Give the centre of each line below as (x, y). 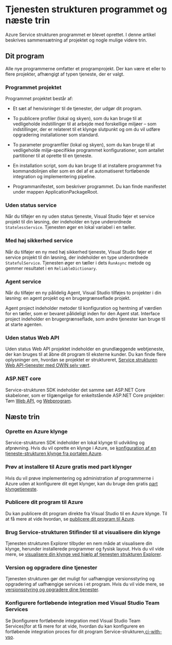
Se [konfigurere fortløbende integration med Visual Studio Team (73, 620)
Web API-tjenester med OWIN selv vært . (48, 365)
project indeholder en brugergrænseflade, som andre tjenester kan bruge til (85, 319)
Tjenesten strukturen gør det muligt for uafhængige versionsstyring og (80, 579)
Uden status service (31, 205)
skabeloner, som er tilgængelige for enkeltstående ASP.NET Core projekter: (85, 395)
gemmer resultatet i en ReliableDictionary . (51, 268)
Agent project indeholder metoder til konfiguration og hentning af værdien (84, 308)
